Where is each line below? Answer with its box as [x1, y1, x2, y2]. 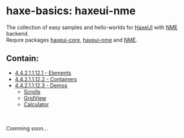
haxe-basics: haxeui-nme [6, 4, 136, 18]
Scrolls [23, 88, 41, 95]
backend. [6, 30, 29, 37]
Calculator [23, 101, 49, 108]
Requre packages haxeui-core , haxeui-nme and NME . [6, 36, 138, 43]
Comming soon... [6, 124, 48, 131]
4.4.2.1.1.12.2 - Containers [14, 75, 77, 82]
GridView [23, 94, 46, 101]
